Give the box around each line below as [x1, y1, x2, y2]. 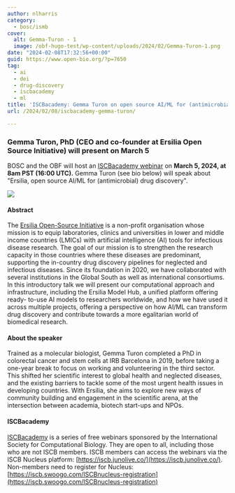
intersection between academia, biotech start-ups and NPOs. [7, 401, 184, 410]
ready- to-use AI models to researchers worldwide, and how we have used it [7, 295, 228, 304]
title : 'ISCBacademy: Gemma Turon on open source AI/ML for [7, 101, 187, 108]
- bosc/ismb [13, 23, 49, 30]
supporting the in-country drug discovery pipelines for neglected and [7, 258, 208, 266]
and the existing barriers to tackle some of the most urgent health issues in [7, 379, 224, 387]
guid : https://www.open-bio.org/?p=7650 [7, 56, 127, 63]
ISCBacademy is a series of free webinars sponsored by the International [7, 433, 218, 441]
